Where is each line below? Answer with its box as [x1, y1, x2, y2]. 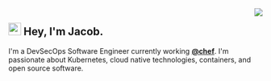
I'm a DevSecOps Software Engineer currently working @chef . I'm [8, 46, 229, 55]
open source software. [8, 63, 84, 73]
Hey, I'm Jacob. [23, 25, 104, 38]
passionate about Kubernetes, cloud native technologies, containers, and [8, 55, 252, 64]
